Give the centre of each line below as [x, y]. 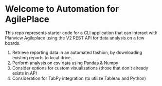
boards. [13, 43]
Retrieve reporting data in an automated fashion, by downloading [77, 52]
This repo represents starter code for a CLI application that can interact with [81, 33]
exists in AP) [25, 73]
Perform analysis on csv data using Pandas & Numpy [65, 63]
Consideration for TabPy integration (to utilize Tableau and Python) [79, 78]
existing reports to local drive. [42, 57]
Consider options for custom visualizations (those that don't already [80, 68]
